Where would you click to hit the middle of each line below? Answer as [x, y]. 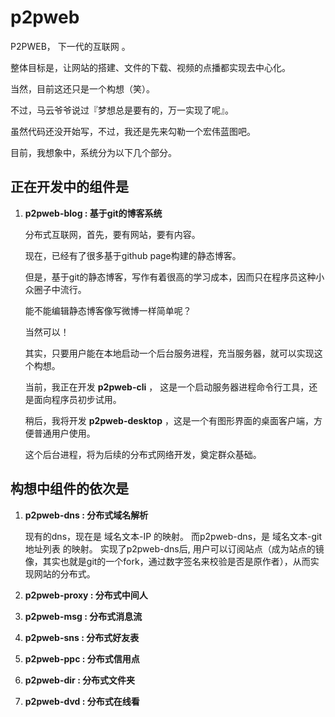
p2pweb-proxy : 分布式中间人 [86, 595]
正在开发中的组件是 [69, 187]
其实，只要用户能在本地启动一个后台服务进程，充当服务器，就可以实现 [169, 353]
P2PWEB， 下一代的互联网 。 [70, 46]
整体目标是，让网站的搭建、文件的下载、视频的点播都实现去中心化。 [150, 67]
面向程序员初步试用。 [77, 399]
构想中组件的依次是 [69, 489]
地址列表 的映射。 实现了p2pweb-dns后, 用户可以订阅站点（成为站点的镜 [174, 548]
